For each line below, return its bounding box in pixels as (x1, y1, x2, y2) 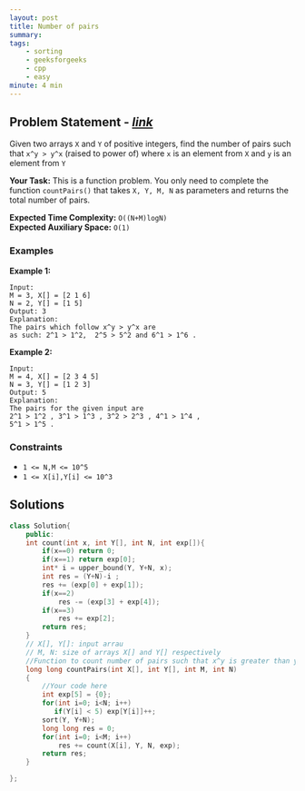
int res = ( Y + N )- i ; (42, 572, 120, 581)
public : (25, 529, 54, 539)
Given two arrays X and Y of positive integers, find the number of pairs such (9, 138, 292, 150)
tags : (9, 38, 30, 48)
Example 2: (9, 346, 53, 357)
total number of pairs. (9, 194, 91, 205)
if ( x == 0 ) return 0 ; (42, 547, 116, 556)
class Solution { (9, 521, 71, 530)
